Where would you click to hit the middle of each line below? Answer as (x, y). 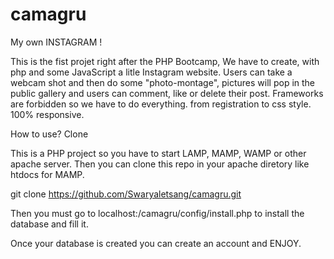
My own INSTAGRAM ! (56, 42)
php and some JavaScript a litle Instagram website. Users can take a (151, 72)
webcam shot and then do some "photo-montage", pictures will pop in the (163, 82)
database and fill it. (49, 224)
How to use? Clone (49, 134)
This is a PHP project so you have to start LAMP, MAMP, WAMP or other (158, 153)
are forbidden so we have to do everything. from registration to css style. (161, 104)
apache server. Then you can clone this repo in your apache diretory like (160, 164)
